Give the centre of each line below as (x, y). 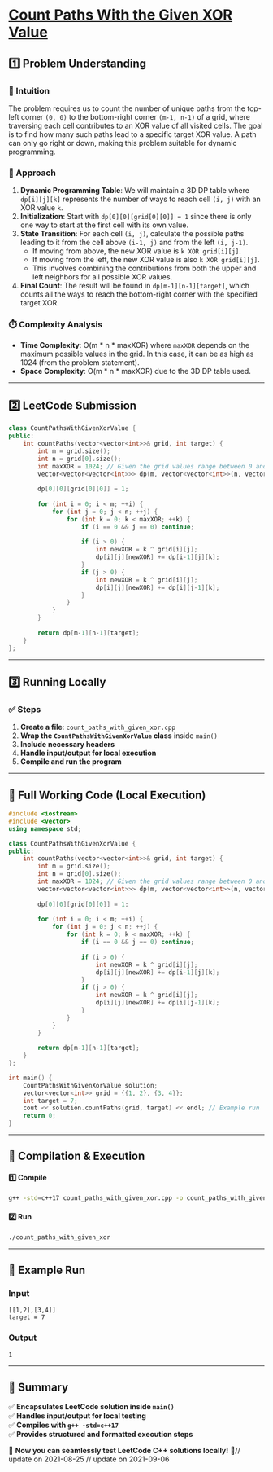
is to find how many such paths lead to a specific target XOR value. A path (132, 134)
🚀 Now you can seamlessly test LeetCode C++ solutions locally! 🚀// (125, 1451)
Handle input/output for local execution (88, 753)
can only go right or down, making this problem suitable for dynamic (123, 143)
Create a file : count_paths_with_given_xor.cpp (98, 727)
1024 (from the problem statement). (80, 363)
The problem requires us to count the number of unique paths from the (127, 108)
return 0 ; (40, 1116)
